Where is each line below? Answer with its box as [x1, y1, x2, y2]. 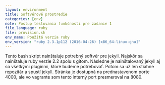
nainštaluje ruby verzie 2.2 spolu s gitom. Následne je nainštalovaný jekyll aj [5, 58, 160, 64]
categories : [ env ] [5, 16, 43, 21]
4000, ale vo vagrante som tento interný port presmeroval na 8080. [5, 74, 143, 80]
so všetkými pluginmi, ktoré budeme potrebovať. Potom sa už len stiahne [5, 63, 155, 69]
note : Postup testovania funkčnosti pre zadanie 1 [5, 21, 112, 26]
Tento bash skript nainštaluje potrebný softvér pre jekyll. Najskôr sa [5, 53, 143, 59]
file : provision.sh [5, 30, 46, 35]
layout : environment [5, 7, 48, 12]
